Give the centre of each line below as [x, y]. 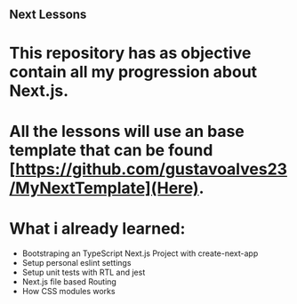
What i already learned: [97, 228]
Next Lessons [48, 15]
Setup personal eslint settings [76, 262]
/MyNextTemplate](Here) [104, 188]
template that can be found [111, 150]
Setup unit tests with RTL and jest [84, 272]
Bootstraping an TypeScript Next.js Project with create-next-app [140, 253]
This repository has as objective [130, 53]
